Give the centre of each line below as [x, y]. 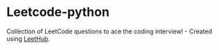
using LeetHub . [28, 38]
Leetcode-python [58, 12]
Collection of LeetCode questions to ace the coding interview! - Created [109, 31]
